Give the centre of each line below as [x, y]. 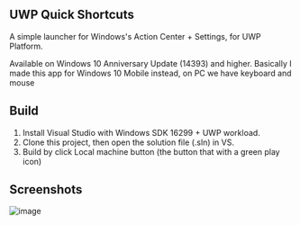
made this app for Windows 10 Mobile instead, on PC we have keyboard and [150, 73]
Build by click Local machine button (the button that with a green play [151, 151]
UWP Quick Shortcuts [72, 15]
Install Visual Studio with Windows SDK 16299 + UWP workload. [141, 132]
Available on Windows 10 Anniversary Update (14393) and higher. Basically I [151, 63]
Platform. [26, 46]
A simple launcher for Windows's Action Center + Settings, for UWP [135, 36]
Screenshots [46, 189]
